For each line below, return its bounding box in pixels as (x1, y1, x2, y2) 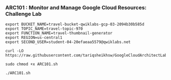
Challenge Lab (5, 10, 42, 17)
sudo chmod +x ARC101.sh (5, 62, 58, 67)
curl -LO (5, 49, 24, 54)
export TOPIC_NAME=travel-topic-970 (5, 26, 83, 31)
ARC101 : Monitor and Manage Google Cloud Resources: (5, 4, 147, 11)
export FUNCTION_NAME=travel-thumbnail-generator (5, 31, 113, 36)
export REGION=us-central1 (5, 35, 63, 41)
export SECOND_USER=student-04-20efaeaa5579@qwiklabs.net (5, 39, 131, 45)
